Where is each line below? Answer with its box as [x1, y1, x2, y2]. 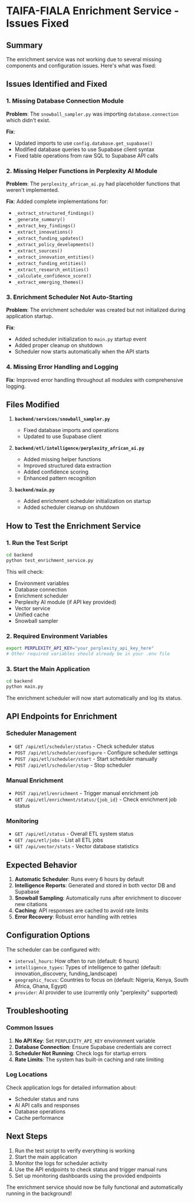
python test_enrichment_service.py [6, 557, 94, 563]
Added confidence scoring [23, 468, 88, 476]
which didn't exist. [6, 116, 51, 123]
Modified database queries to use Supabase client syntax [14, 146, 155, 153]
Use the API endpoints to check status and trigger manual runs [14, 1166, 167, 1173]
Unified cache [14, 611, 49, 618]
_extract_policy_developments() [14, 241, 94, 247]
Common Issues [6, 1024, 54, 1032]
